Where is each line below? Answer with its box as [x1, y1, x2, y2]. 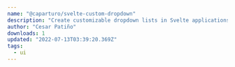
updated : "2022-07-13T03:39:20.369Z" [7, 36, 117, 43]
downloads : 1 [7, 29, 45, 37]
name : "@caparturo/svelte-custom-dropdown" [7, 10, 136, 17]
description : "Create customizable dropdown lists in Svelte [7, 17, 190, 24]
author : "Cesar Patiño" [7, 23, 77, 30]
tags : [7, 43, 23, 50]
